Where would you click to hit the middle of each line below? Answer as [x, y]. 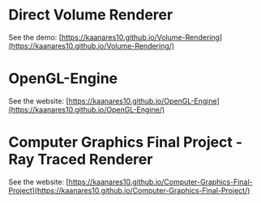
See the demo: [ [35, 37]
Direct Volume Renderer [91, 15]
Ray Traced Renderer [81, 160]
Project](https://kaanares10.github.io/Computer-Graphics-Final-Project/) [129, 190]
